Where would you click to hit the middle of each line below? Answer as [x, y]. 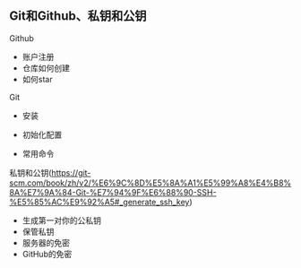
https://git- [71, 172]
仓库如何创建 [46, 68]
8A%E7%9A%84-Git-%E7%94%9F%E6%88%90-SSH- [113, 192]
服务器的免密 [46, 242]
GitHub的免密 [47, 254]
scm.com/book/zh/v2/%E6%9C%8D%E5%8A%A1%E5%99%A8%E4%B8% [150, 183]
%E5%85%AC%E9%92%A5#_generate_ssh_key [99, 202]
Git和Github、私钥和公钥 [78, 16]
